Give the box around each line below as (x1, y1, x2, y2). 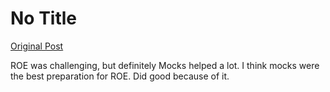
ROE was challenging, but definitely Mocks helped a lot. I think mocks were (10, 59, 320, 71)
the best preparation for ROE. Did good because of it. (10, 70, 230, 82)
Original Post (10, 40, 64, 52)
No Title (10, 7, 78, 30)
